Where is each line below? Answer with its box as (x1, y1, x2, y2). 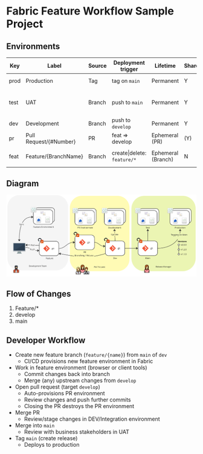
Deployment (113, 59, 145, 66)
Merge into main (14, 421, 55, 429)
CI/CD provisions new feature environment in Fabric (24, 357, 153, 365)
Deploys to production (24, 441, 80, 448)
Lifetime (154, 62, 176, 69)
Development (25, 120, 59, 127)
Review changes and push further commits (24, 396, 131, 403)
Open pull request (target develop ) (14, 383, 101, 391)
